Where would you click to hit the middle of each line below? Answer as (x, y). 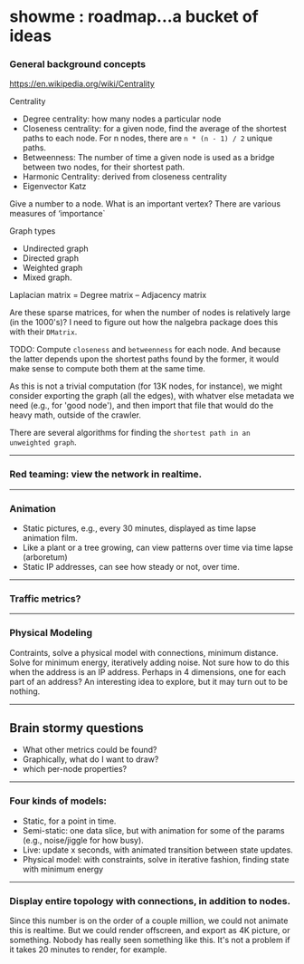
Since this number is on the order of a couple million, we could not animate (149, 921)
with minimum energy (63, 869)
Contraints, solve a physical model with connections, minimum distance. (144, 652)
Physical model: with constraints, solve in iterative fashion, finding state (156, 859)
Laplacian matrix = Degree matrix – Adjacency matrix (108, 295)
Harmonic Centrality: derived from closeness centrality (125, 177)
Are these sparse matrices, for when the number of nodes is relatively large (150, 313)
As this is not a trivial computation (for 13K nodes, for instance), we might (146, 386)
